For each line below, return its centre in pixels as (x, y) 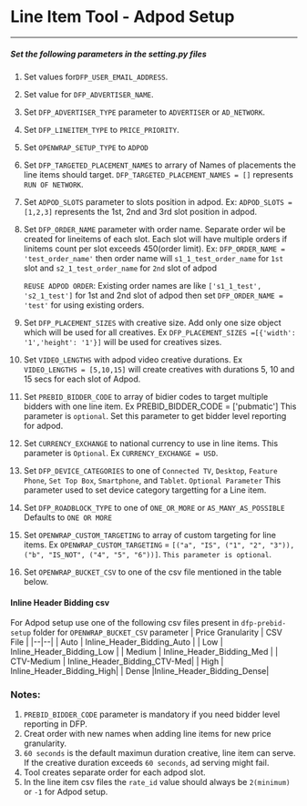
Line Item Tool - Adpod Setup (123, 17)
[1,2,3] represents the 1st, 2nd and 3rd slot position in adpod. (140, 211)
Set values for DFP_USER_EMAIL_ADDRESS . (96, 77)
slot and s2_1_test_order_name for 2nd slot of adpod (120, 268)
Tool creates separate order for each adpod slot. (114, 772)
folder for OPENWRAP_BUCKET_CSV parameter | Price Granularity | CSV (158, 633)
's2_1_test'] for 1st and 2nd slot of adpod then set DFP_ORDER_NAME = (153, 295)
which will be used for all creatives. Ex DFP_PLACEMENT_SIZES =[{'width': (159, 332)
